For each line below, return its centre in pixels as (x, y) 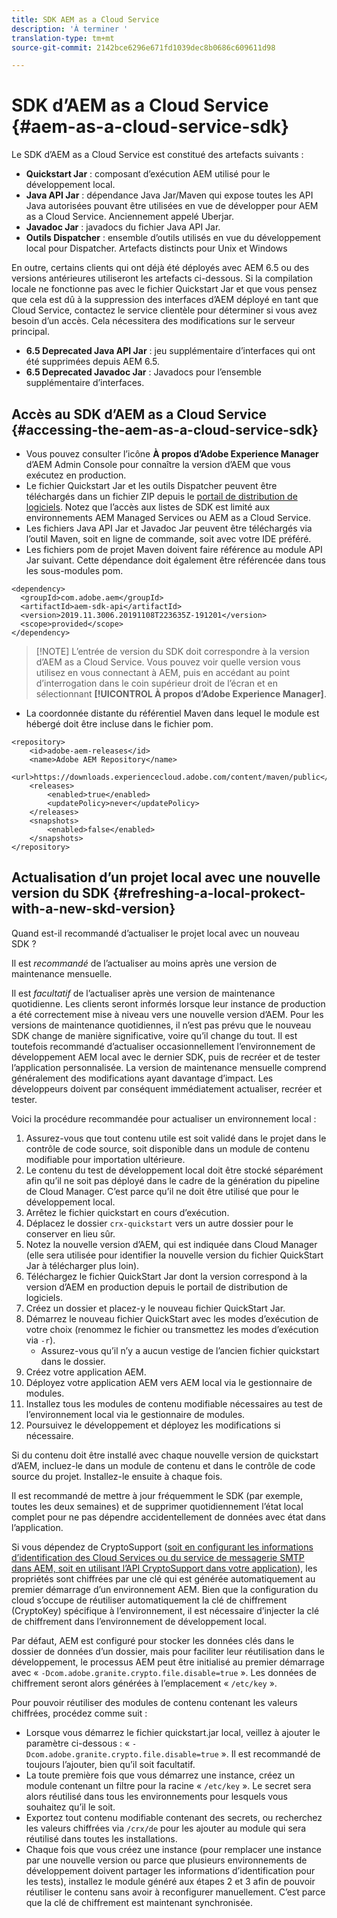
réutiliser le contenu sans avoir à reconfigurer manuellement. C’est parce (175, 1892)
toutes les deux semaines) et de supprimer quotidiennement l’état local (157, 1506)
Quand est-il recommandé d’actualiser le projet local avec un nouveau (155, 933)
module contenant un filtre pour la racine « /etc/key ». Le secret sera (168, 1785)
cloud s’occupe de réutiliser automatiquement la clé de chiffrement (149, 1600)
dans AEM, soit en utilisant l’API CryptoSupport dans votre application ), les (164, 1568)
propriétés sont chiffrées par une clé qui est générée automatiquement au (163, 1578)
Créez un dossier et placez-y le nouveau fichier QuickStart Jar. (155, 1308)
